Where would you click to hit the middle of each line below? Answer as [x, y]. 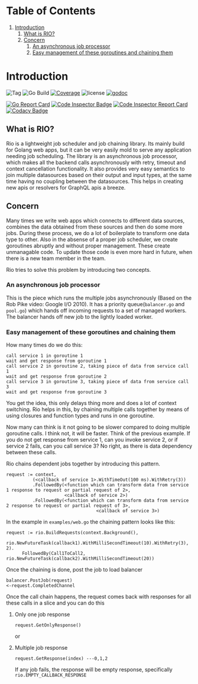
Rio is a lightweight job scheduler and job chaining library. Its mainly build [95, 143]
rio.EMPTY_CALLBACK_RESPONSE [51, 675]
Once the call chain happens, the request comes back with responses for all [99, 597]
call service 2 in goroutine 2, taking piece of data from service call [98, 366]
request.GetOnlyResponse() [48, 625]
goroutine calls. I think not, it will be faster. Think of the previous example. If [98, 433]
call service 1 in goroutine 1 [45, 356]
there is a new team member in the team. [56, 258]
